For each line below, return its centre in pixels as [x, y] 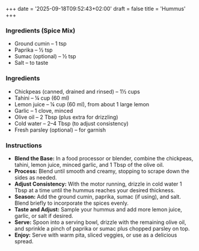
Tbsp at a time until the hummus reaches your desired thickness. [95, 190]
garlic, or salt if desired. [44, 216]
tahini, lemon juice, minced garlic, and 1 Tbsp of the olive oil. [89, 165]
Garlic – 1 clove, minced [44, 110]
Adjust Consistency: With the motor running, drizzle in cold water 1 [98, 184]
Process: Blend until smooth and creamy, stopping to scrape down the [102, 171]
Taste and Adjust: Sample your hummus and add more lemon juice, [98, 209]
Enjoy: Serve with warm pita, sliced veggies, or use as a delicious [96, 235]
